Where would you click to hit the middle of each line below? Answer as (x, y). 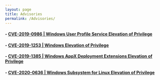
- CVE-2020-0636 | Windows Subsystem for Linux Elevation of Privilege (80, 72)
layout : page (18, 9)
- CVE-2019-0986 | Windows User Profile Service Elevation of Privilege (79, 34)
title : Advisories (24, 14)
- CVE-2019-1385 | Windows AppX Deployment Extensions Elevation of (79, 56)
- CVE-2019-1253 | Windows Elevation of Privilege (57, 45)
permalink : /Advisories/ (30, 18)
